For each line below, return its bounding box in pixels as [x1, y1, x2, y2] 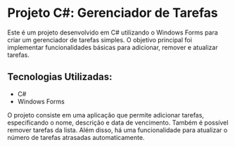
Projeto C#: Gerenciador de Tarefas [7, 5, 218, 21]
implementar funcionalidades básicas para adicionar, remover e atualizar [7, 43, 218, 51]
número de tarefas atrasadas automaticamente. [7, 133, 145, 141]
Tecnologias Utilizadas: [7, 71, 113, 83]
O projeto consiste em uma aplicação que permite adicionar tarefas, [7, 110, 204, 119]
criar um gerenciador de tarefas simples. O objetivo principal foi [7, 35, 192, 44]
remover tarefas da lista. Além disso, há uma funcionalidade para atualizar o [7, 125, 228, 134]
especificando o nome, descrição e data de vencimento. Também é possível [7, 118, 229, 127]
